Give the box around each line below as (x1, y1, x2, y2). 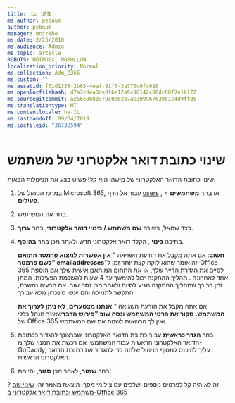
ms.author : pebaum (7, 17, 61, 24)
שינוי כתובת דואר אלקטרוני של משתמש (7, 152, 226, 168)
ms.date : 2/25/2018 (7, 37, 65, 44)
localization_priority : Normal (7, 63, 99, 70)
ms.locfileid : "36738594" (7, 121, 83, 129)
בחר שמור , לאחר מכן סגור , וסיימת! (17, 367, 111, 376)
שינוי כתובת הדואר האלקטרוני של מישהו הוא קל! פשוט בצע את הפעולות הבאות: (7, 175, 216, 184)
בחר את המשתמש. (17, 210, 68, 218)
